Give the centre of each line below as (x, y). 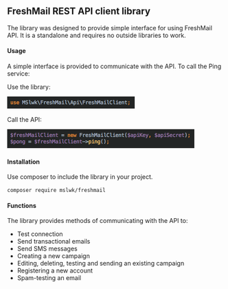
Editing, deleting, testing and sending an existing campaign (101, 264)
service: (19, 74)
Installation (23, 162)
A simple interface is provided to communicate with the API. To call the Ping (114, 66)
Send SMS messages (47, 249)
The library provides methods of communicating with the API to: (98, 221)
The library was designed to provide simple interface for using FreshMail (110, 28)
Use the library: (29, 87)
